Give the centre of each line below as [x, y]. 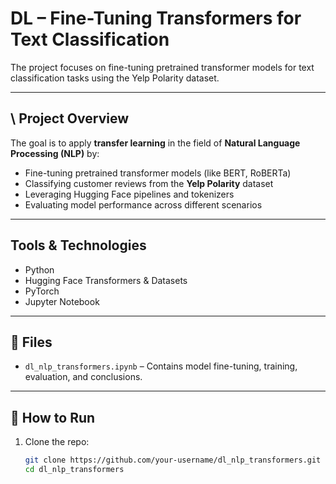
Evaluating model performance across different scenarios [143, 204]
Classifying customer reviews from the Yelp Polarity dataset [149, 183]
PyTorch [42, 291]
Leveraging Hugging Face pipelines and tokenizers [129, 194]
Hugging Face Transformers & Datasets [106, 280]
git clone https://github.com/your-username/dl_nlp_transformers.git [173, 460]
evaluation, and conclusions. [83, 377]
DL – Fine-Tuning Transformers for [156, 18]
